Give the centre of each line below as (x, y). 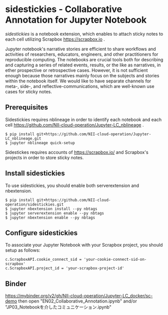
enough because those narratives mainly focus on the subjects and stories (82, 75)
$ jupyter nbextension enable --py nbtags (50, 218)
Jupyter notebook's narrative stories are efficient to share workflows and (81, 49)
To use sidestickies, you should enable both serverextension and (72, 185)
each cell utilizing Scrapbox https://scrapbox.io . (55, 39)
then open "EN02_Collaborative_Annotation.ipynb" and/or (77, 301)
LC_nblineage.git (23, 138)
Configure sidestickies (41, 233)
